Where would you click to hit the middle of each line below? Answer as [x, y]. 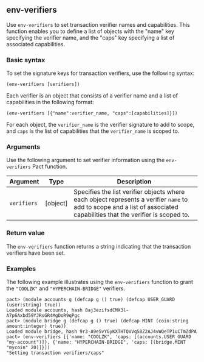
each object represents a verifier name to [131, 199]
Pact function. [50, 166]
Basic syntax [26, 60]
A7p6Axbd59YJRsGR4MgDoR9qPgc [43, 316]
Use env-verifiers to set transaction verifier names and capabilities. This [98, 24]
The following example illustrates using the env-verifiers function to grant [100, 282]
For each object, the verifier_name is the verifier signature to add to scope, [100, 125]
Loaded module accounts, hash [45, 310]
